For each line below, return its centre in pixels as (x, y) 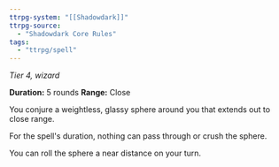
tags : (19, 42)
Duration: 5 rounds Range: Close (70, 93)
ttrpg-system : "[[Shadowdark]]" (69, 17)
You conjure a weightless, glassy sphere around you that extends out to (140, 110)
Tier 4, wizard (35, 75)
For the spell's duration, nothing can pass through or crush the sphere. (138, 136)
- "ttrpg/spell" (47, 50)
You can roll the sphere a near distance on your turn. (105, 153)
